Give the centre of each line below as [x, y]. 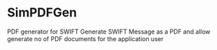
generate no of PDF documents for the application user [85, 38]
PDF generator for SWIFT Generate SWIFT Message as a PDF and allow [109, 32]
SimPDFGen [42, 13]
